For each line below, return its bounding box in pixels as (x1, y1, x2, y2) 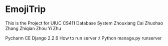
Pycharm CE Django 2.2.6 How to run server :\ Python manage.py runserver (5, 35, 162, 41)
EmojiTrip (5, 3, 46, 15)
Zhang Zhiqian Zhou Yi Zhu (5, 25, 61, 31)
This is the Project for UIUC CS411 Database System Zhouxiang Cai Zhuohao (5, 20, 163, 26)
